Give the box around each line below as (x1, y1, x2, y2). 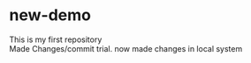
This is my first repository (9, 34, 103, 45)
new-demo (9, 5, 91, 25)
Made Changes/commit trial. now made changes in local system (9, 43, 243, 53)
